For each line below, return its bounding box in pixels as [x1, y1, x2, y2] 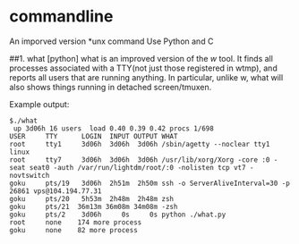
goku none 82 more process [9, 225, 139, 234]
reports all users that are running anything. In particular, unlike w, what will [9, 72, 284, 82]
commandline [9, 6, 114, 27]
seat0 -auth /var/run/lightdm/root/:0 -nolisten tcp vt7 [29, 163, 246, 172]
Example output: [9, 98, 70, 109]
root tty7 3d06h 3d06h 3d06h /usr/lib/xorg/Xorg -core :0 [9, 155, 270, 164]
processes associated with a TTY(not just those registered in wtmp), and [9, 63, 278, 73]
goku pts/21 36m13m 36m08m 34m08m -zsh [9, 202, 178, 211]
